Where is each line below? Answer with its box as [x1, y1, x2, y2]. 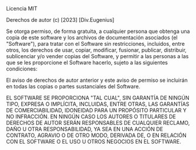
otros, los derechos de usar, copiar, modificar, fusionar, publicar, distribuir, [6, 46, 187, 54]
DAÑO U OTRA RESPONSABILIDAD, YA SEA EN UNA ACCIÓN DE [6, 126, 164, 132]
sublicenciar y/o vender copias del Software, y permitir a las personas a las [6, 53, 189, 59]
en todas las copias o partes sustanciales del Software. [6, 83, 141, 90]
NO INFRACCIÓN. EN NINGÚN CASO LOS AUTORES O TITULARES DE [6, 113, 176, 120]
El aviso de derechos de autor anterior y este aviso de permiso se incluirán [6, 76, 188, 84]
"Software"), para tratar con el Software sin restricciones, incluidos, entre [6, 41, 185, 47]
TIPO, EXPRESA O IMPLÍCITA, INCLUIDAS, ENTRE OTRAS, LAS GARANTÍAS [6, 101, 190, 108]
